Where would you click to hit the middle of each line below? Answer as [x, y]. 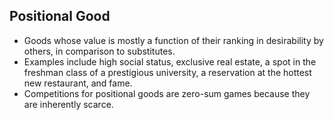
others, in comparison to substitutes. [99, 51]
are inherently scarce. [68, 104]
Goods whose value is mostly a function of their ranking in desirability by [173, 40]
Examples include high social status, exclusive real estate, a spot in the [170, 61]
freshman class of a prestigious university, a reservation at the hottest [167, 72]
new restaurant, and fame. [78, 83]
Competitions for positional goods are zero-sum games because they [167, 93]
